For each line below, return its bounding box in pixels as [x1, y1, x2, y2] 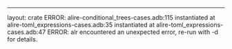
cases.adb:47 [7, 28, 46, 36]
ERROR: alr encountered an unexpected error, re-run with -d [47, 28, 219, 36]
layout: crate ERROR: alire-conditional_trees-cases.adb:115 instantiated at [7, 14, 215, 21]
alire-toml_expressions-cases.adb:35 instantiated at [7, 21, 155, 29]
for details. [7, 35, 38, 43]
